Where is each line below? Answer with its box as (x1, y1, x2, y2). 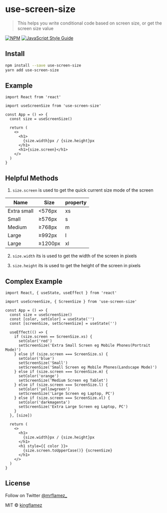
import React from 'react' (5, 95, 61, 100)
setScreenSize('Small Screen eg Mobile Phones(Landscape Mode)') (18, 364, 157, 370)
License (5, 479, 30, 487)
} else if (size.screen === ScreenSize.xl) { (14, 395, 111, 400)
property (65, 199, 87, 206)
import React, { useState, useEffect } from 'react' (5, 290, 117, 295)
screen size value (17, 25, 54, 31)
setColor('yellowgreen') (18, 386, 70, 391)
